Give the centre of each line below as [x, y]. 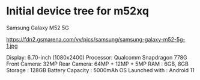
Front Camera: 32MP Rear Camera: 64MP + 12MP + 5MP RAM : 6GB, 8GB [98, 64]
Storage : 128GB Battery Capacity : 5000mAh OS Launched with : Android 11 [100, 70]
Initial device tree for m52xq [77, 11]
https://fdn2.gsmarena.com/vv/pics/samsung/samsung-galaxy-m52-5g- [96, 39]
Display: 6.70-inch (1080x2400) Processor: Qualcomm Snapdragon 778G [97, 57]
